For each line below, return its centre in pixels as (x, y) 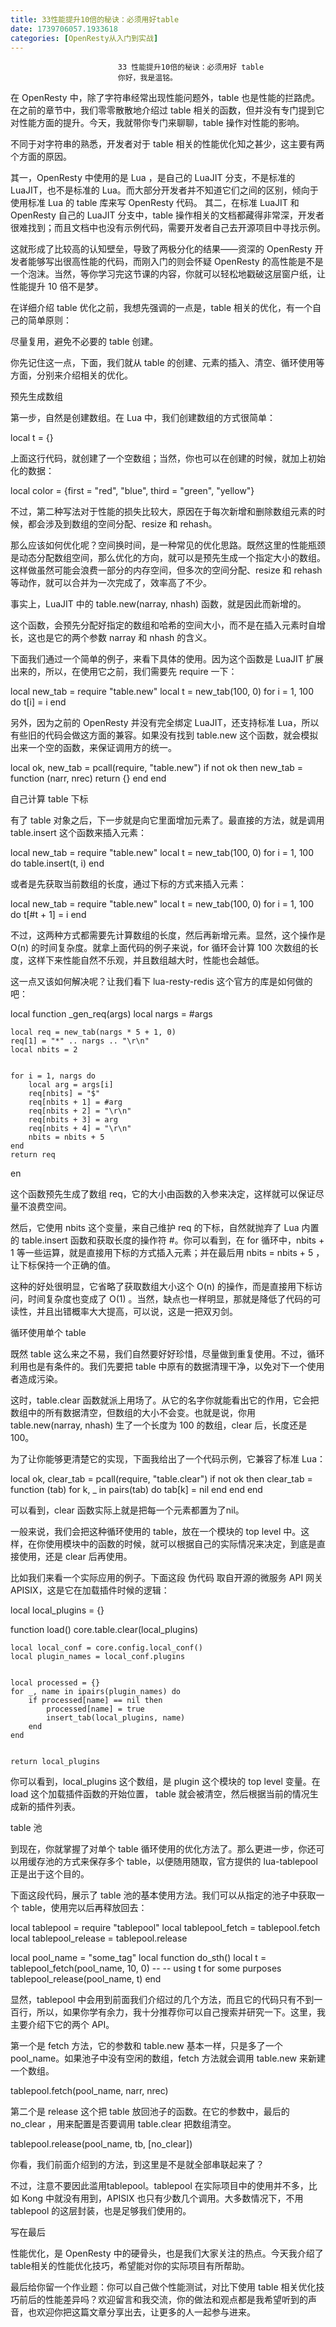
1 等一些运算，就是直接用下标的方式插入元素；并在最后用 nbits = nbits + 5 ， (167, 1253)
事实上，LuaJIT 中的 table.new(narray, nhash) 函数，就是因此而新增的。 (158, 604)
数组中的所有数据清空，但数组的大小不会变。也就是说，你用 (133, 1413)
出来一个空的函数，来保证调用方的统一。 (93, 748)
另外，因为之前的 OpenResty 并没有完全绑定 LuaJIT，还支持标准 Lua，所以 (165, 723)
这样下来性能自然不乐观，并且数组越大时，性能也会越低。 (146, 960)
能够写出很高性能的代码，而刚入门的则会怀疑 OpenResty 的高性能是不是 (175, 262)
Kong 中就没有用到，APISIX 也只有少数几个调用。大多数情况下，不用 (162, 2198)
